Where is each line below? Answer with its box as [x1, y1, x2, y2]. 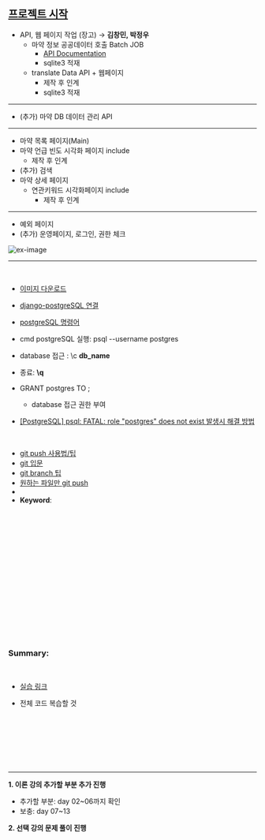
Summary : [8, 648, 50, 659]
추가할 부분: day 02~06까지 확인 [19, 797, 121, 806]
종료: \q [19, 368, 44, 377]
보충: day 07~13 [19, 807, 71, 816]
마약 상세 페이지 [19, 175, 69, 185]
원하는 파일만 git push [19, 478, 88, 487]
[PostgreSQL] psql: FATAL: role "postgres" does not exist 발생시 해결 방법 [19, 416, 255, 426]
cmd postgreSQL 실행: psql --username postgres [19, 334, 179, 343]
